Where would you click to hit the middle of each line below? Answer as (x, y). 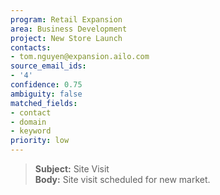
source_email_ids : (48, 66)
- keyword (31, 131)
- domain (28, 122)
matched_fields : (44, 103)
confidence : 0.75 (46, 85)
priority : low (40, 141)
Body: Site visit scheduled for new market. (122, 179)
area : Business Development (69, 29)
